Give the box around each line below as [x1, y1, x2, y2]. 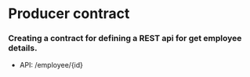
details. [8, 42, 38, 53]
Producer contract [8, 5, 130, 23]
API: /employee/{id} [19, 60, 84, 70]
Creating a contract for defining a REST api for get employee [8, 33, 242, 44]
